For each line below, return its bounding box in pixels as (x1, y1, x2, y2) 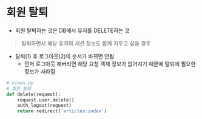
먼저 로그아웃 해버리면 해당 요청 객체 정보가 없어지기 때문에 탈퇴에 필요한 (24, 60, 196, 67)
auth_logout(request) (17, 103, 72, 109)
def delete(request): (6, 91, 61, 97)
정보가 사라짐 (24, 67, 56, 75)
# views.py (6, 80, 34, 86)
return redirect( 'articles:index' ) (17, 108, 107, 114)
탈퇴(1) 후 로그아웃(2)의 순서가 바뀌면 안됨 (15, 52, 115, 59)
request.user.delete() (17, 97, 75, 103)
